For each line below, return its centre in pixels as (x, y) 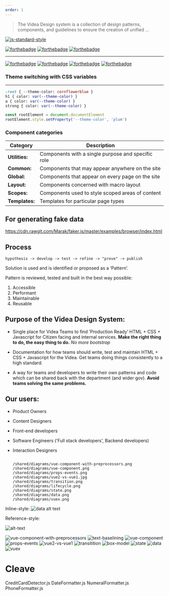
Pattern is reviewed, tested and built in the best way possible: (69, 278)
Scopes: (18, 193)
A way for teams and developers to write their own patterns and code (84, 372)
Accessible (24, 288)
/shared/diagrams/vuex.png (41, 499)
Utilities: (18, 157)
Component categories (34, 133)
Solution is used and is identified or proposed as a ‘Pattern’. (67, 268)
